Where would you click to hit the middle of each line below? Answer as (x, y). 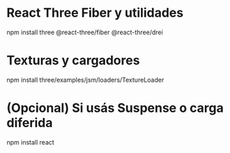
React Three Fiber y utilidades (95, 13)
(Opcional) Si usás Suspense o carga (115, 108)
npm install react (31, 142)
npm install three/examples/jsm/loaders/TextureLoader (85, 80)
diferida (30, 123)
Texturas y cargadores (73, 60)
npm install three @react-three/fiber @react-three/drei (85, 32)
